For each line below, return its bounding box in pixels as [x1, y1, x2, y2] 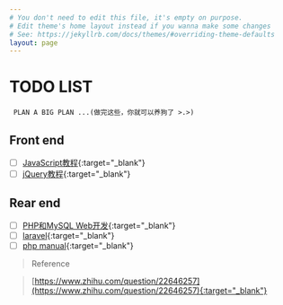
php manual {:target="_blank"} [22, 240, 134, 251]
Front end [9, 132, 65, 148]
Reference [31, 258, 70, 269]
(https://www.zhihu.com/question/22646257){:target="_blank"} [31, 285, 268, 296]
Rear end [9, 195, 61, 211]
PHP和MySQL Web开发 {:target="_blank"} [22, 220, 176, 231]
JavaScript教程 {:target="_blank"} [22, 158, 146, 168]
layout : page [9, 38, 58, 48]
